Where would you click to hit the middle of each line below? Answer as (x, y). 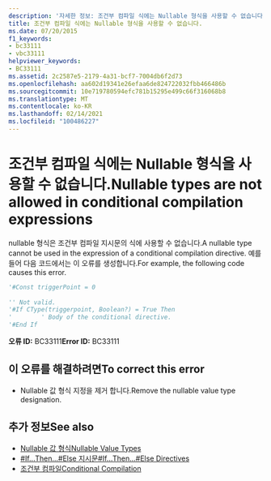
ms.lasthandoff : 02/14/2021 (56, 114)
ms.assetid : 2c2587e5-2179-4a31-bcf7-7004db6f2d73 (95, 76)
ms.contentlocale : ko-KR (50, 106)
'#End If (23, 325)
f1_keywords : (30, 39)
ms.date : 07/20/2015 (43, 31)
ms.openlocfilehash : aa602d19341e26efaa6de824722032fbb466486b (117, 84)
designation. (41, 399)
